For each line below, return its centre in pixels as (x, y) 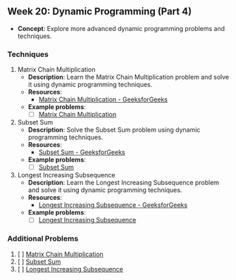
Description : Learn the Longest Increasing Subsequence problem (124, 183)
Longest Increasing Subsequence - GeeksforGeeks (113, 205)
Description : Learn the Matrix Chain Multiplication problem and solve (129, 77)
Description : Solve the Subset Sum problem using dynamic (114, 130)
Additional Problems (43, 238)
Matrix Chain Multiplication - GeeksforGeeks (103, 100)
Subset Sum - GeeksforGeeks (82, 152)
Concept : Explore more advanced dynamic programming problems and (121, 28)
